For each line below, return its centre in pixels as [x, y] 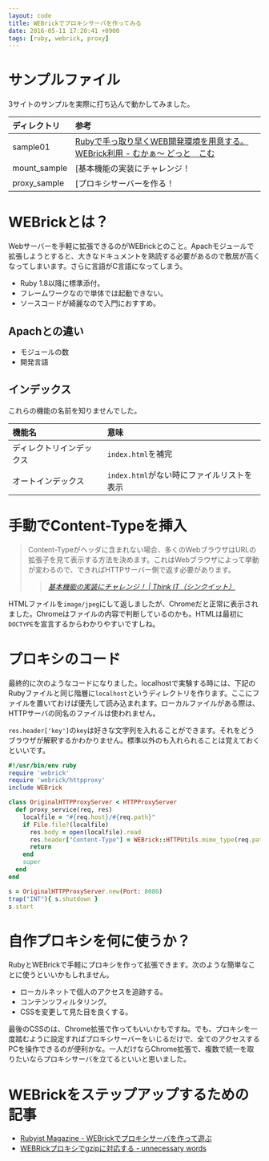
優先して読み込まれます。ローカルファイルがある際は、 [169, 703]
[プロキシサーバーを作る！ [124, 184]
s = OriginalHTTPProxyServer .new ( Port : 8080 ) [85, 891]
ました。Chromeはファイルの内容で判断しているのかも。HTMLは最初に [126, 613]
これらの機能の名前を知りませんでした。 [75, 410]
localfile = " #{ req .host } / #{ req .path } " [89, 817]
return [40, 847]
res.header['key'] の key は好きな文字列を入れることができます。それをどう [131, 730]
